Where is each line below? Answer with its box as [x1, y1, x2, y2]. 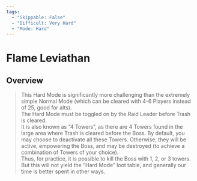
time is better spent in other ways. [20, 168, 106, 175]
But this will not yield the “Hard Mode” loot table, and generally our [20, 162, 186, 169]
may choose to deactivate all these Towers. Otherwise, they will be [20, 136, 187, 143]
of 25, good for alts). [20, 104, 72, 111]
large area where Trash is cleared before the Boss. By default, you [20, 130, 185, 137]
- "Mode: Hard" [11, 25, 50, 32]
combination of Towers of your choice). [20, 149, 119, 156]
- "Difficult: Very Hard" [11, 20, 77, 26]
